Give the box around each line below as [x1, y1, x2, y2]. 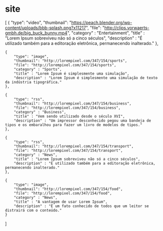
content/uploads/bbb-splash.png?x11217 [5, 24, 86, 30]
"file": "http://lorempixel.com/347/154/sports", [14, 63, 117, 67]
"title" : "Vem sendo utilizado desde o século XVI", [14, 114, 125, 119]
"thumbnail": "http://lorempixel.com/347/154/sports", [14, 58, 127, 63]
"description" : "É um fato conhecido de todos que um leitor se [14, 204, 149, 209]
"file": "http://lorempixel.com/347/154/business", [14, 105, 121, 110]
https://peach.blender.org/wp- [71, 20, 132, 25]
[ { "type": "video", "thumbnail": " [5, 20, 72, 25]
